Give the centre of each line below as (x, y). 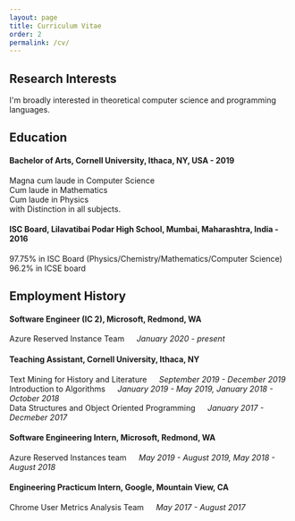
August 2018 (33, 466)
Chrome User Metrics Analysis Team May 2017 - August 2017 (127, 508)
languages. (30, 110)
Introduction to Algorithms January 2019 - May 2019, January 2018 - (141, 389)
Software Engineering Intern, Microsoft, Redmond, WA (113, 438)
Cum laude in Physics (49, 199)
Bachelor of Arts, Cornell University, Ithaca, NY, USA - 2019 (122, 161)
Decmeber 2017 (38, 417)
